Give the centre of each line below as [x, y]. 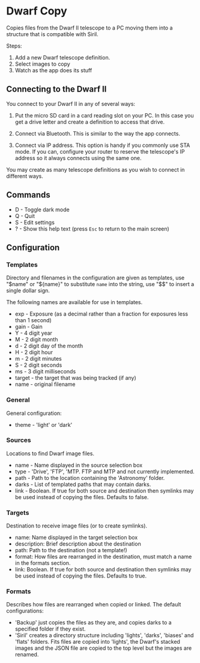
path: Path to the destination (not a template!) [71, 550]
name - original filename [45, 384]
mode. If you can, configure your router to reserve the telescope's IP [100, 151]
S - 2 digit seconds [38, 365]
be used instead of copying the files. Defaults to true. [81, 576]
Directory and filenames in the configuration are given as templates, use [95, 278]
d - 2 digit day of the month [49, 346]
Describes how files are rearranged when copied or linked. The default [94, 605]
